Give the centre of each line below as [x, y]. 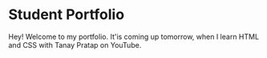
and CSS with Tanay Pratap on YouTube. [75, 44]
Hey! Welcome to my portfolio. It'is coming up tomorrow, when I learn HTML [133, 37]
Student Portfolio [67, 15]
